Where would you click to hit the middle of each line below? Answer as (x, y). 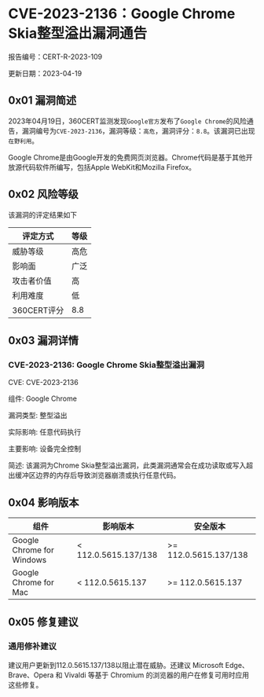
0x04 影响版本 (44, 503)
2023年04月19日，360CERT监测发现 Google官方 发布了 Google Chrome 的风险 (128, 121)
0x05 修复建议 (43, 622)
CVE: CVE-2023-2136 (43, 383)
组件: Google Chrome (42, 398)
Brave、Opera (31, 675)
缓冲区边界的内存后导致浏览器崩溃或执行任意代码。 (97, 475)
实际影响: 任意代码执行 (44, 432)
